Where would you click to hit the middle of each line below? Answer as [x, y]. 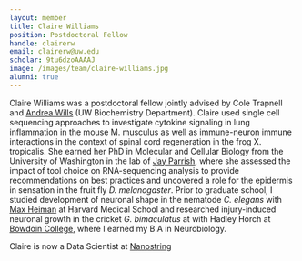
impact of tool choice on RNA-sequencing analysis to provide [124, 170]
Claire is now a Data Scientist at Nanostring [91, 246]
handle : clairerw [42, 43]
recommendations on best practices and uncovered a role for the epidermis [151, 180]
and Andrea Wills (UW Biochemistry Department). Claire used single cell [145, 112]
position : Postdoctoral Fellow [69, 35]
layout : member [38, 18]
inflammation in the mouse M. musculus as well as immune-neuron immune [151, 132]
